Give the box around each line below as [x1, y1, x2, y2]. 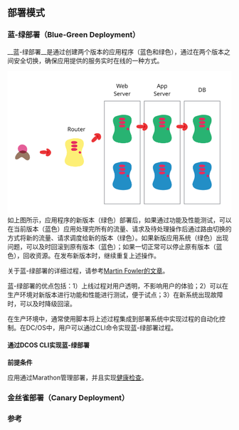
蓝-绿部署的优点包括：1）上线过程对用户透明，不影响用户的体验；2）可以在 [7, 281, 229, 290]
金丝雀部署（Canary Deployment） [7, 392, 129, 402]
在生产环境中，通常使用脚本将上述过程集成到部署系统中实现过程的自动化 [7, 314, 219, 322]
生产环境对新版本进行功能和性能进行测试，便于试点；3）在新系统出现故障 [7, 290, 223, 299]
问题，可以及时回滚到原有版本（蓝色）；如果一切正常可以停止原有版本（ [7, 242, 216, 251]
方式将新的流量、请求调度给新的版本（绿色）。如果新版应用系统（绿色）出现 [7, 234, 229, 242]
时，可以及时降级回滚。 [7, 299, 76, 308]
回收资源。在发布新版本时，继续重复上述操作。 [22, 251, 160, 260]
